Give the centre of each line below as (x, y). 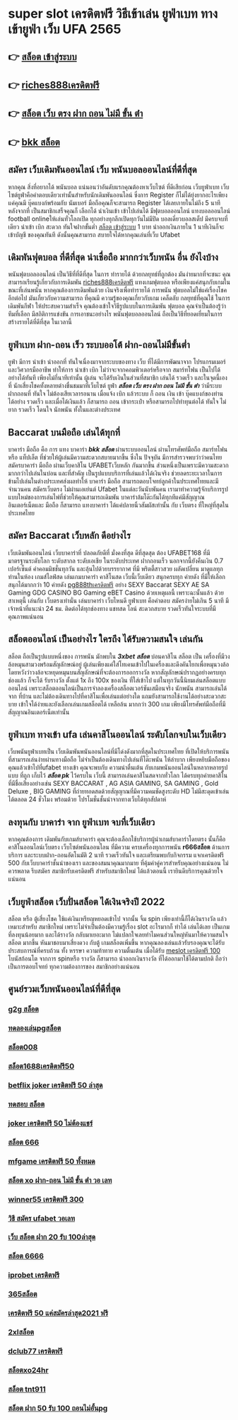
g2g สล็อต (24, 1009)
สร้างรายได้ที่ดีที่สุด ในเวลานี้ (40, 322)
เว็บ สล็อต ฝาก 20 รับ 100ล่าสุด (52, 1237)
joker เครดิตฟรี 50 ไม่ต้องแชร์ (50, 1123)
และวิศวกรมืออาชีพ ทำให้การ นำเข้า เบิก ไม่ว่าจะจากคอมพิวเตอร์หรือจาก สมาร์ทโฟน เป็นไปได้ (114, 370)
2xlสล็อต (21, 1332)
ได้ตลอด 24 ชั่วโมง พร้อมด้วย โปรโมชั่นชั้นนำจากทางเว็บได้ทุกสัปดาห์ (87, 799)
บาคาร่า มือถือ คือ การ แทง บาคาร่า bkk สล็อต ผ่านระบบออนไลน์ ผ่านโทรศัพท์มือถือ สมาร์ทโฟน (118, 449)
